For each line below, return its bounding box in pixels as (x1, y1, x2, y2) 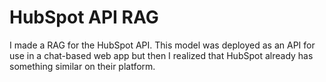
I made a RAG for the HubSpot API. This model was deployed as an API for (9, 39, 316, 51)
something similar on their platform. (9, 60, 156, 72)
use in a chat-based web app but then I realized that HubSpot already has (9, 49, 314, 61)
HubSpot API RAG (9, 6, 159, 29)
